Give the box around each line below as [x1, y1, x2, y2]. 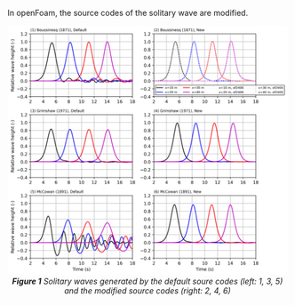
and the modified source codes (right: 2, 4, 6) [64, 285, 231, 296]
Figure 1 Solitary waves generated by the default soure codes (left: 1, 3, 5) [12, 276, 283, 286]
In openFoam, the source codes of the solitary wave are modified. [7, 8, 249, 18]
